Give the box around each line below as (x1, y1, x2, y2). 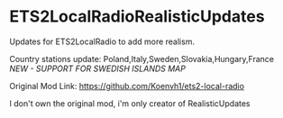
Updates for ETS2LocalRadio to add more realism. (9, 36, 196, 47)
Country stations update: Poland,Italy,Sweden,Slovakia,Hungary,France (9, 53, 275, 64)
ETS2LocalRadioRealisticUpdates (9, 6, 265, 27)
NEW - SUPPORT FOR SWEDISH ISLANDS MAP (9, 63, 187, 74)
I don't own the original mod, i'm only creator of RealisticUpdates (9, 97, 251, 109)
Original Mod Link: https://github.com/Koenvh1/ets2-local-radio (9, 80, 245, 91)
